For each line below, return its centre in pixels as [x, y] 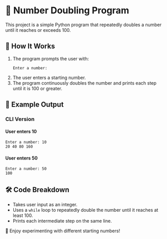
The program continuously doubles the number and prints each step [85, 83]
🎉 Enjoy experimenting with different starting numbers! [63, 231]
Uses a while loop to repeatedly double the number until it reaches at [85, 210]
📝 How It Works [30, 46]
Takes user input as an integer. [45, 205]
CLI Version [20, 119]
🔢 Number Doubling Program [67, 11]
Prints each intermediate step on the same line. [62, 221]
